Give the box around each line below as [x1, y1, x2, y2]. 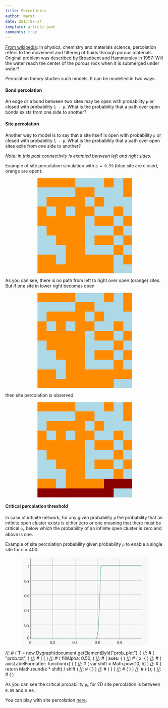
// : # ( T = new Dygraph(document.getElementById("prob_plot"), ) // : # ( [5, 650, 155, 656]
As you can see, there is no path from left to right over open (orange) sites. [5, 277, 161, 284]
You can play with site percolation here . [5, 697, 87, 703]
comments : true [5, 29, 37, 35]
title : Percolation [5, 8, 46, 13]
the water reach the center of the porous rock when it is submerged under [5, 60, 160, 66]
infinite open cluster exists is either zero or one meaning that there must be [5, 520, 161, 526]
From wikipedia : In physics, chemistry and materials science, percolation [5, 44, 156, 50]
